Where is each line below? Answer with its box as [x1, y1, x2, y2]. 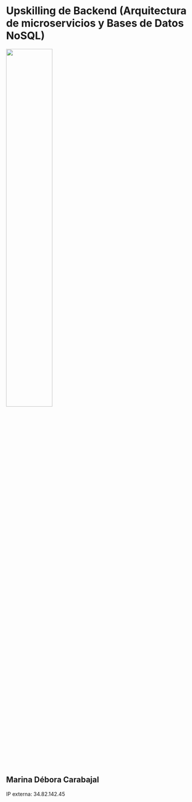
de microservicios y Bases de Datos [6, 16, 184, 30]
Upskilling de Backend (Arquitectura [6, 4, 187, 18]
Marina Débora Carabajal [6, 775, 99, 785]
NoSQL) [6, 29, 45, 42]
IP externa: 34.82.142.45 [6, 790, 66, 797]
